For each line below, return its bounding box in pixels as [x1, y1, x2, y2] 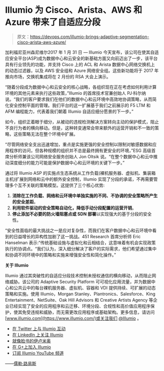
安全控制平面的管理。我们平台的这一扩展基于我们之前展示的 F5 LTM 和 [9, 102, 151, 108]
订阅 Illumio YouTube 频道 [12, 350, 64, 356]
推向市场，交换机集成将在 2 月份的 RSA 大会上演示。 [5, 74, 111, 80]
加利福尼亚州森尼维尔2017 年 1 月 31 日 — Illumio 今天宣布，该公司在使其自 [5, 49, 155, 55]
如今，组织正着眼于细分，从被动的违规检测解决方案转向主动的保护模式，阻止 [5, 119, 159, 124]
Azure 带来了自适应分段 [5, 17, 101, 28]
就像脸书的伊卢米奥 [12, 338, 51, 344]
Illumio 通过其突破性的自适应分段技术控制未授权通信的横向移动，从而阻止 [5, 272, 152, 278]
